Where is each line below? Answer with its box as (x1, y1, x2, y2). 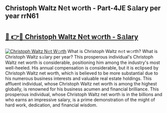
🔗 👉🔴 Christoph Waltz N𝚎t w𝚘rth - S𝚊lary (5, 32, 139, 41)
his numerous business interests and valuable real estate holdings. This (5, 75, 152, 81)
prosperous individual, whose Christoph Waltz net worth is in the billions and (5, 91, 163, 97)
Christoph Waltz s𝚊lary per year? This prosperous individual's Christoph (5, 54, 154, 59)
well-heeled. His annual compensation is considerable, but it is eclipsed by (5, 65, 159, 70)
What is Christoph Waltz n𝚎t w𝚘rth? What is (67, 48, 158, 54)
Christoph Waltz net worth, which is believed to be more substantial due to (5, 70, 159, 76)
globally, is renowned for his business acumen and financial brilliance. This (5, 86, 159, 92)
